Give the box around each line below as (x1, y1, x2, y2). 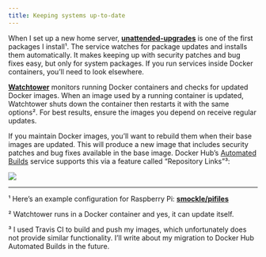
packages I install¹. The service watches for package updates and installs (8, 41, 248, 51)
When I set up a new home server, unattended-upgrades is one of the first (8, 33, 253, 43)
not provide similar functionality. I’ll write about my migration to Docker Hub (8, 232, 255, 242)
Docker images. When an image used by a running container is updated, (8, 90, 244, 100)
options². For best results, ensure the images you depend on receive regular (8, 108, 257, 117)
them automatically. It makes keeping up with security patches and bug (8, 50, 241, 59)
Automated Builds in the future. (8, 241, 110, 251)
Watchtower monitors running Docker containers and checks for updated (8, 82, 249, 92)
